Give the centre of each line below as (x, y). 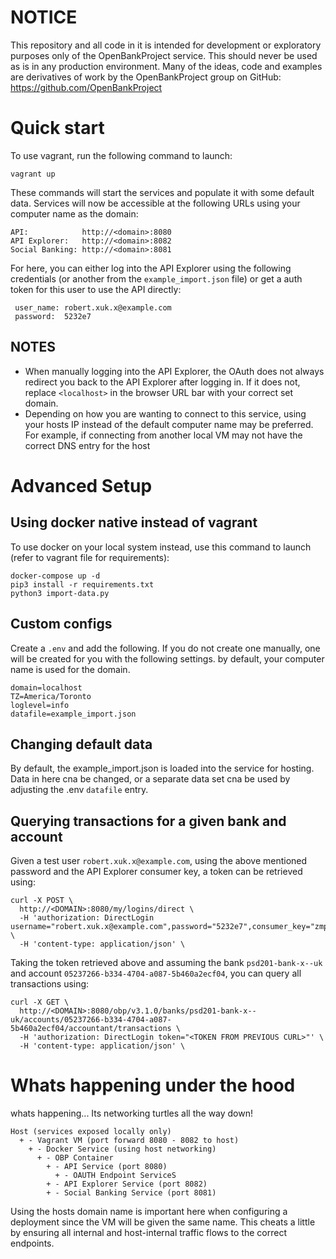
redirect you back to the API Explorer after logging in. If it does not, (162, 382)
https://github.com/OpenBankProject (86, 87)
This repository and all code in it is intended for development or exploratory (166, 45)
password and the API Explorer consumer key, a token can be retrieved (156, 872)
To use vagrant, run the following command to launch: (121, 155)
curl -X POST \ (42, 901)
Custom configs (61, 624)
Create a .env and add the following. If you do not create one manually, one (165, 648)
